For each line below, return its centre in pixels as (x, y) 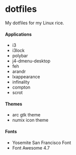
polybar (20, 56)
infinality (21, 82)
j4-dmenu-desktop (31, 61)
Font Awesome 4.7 (31, 148)
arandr (19, 72)
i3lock (18, 51)
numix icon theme (30, 120)
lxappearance (26, 77)
